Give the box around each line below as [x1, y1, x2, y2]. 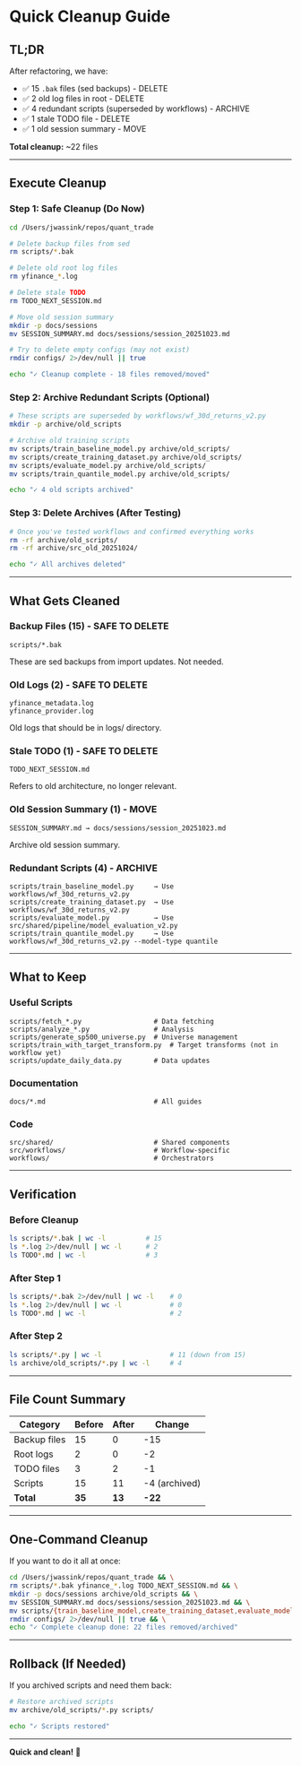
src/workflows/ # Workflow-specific [9, 1146, 230, 1156]
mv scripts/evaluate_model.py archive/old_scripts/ [9, 461, 206, 470]
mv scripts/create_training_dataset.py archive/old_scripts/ [9, 453, 243, 462]
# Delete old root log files [9, 264, 118, 273]
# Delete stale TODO [9, 289, 87, 298]
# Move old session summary [9, 312, 115, 322]
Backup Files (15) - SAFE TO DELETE [9, 620, 169, 633]
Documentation [9, 1077, 79, 1089]
